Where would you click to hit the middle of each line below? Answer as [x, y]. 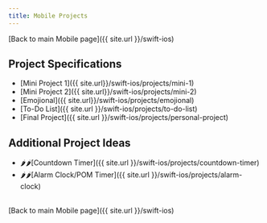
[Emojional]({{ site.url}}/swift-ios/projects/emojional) [107, 101]
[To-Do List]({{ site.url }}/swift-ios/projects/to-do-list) [109, 109]
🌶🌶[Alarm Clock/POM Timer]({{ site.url [85, 175]
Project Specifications [65, 64]
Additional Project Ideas [70, 143]
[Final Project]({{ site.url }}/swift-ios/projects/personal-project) [124, 118]
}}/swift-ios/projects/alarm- [197, 175]
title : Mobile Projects [48, 16]
